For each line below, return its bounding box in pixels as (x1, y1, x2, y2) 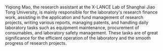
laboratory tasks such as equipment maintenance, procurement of (5, 25, 139, 31)
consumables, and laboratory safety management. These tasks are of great (5, 30, 158, 35)
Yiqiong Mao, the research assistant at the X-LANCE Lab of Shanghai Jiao (5, 4, 155, 10)
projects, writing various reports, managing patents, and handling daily (5, 19, 149, 25)
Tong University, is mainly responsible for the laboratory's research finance (5, 9, 158, 15)
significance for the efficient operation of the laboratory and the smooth (5, 35, 151, 41)
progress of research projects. (5, 40, 67, 46)
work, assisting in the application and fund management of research (5, 15, 144, 20)
